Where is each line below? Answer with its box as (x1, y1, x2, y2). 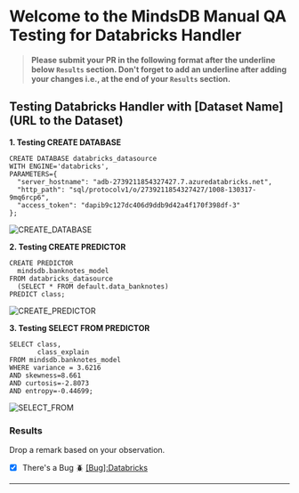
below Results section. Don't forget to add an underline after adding (30, 64, 287, 75)
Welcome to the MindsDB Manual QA (9, 6, 287, 27)
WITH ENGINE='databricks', (9, 162, 109, 171)
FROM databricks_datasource (9, 274, 114, 283)
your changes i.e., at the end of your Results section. (30, 73, 231, 84)
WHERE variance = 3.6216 (9, 363, 101, 372)
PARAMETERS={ (9, 169, 58, 179)
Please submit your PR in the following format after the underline (30, 54, 276, 65)
